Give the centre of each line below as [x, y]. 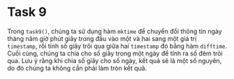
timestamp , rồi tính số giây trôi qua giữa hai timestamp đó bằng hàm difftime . [117, 46]
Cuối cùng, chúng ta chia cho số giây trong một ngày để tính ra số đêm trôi [115, 53]
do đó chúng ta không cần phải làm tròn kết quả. [77, 68]
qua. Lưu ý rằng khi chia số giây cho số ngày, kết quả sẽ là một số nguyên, [115, 60]
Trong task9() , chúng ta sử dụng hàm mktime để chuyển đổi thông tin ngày [115, 31]
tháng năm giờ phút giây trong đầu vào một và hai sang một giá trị [102, 38]
